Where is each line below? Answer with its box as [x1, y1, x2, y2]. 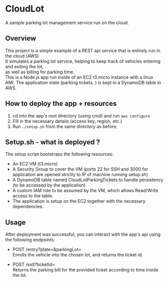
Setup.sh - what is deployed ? [5, 137, 100, 146]
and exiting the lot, [5, 63, 44, 69]
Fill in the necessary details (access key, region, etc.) [12, 118, 122, 124]
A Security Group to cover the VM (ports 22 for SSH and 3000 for [12, 166, 148, 172]
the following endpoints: [5, 237, 55, 243]
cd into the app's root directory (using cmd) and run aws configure [12, 112, 150, 118]
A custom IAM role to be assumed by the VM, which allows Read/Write [12, 188, 158, 194]
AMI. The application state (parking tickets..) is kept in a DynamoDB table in [5, 79, 161, 85]
